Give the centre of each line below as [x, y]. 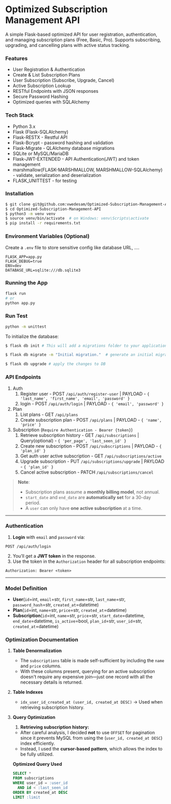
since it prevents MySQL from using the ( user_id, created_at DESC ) [91, 738]
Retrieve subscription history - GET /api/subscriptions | [79, 435]
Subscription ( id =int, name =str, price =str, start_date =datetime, [79, 616]
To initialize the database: [32, 336]
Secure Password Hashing [40, 97]
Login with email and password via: [49, 537]
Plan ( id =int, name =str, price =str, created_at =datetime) [70, 610]
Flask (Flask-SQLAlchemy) [40, 132]
